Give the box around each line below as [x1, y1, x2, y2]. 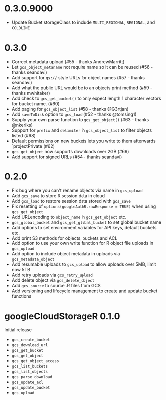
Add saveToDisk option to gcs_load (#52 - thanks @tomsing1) [11, 111, 137, 117]
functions [11, 293, 32, 299]
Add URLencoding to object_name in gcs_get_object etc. [11, 214, 127, 220]
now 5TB [11, 266, 31, 272]
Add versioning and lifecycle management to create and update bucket [11, 288, 158, 294]
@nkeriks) [11, 122, 33, 128]
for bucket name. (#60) [11, 100, 60, 107]
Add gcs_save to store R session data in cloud [11, 192, 105, 199]
